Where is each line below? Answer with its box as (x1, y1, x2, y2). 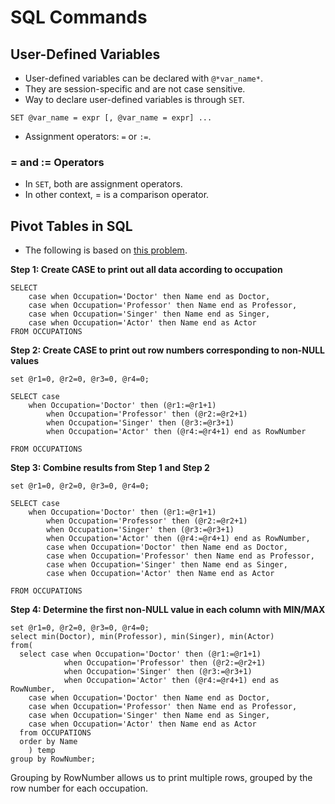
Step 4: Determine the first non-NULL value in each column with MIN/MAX (10, 604, 326, 616)
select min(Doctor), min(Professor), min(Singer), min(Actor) (10, 632, 275, 642)
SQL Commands (10, 6, 148, 29)
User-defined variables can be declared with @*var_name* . (24, 72, 263, 84)
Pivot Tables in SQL (10, 217, 133, 235)
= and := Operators (10, 155, 105, 169)
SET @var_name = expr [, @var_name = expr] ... (10, 113, 213, 123)
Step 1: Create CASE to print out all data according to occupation (10, 264, 283, 276)
